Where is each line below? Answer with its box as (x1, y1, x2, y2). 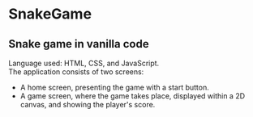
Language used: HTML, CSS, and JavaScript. (8, 58, 160, 68)
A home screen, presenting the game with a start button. (19, 82, 209, 92)
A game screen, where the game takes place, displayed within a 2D (19, 91, 246, 101)
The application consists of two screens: (8, 67, 144, 77)
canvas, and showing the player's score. (19, 100, 156, 109)
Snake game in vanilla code (8, 37, 149, 51)
